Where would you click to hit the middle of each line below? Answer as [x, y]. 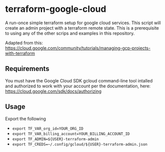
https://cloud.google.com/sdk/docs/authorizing [53, 91]
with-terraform [20, 53]
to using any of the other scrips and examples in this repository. [70, 33]
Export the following [25, 118]
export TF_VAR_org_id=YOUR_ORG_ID [48, 129]
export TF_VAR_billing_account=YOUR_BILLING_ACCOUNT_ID [71, 134]
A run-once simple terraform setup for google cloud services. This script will [83, 23]
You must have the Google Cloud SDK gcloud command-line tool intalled [79, 80]
